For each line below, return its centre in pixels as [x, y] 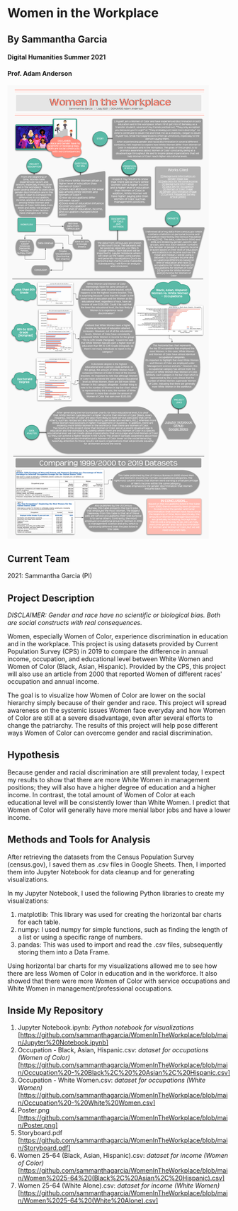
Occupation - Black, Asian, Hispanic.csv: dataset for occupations [113, 1050]
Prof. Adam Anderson [40, 73]
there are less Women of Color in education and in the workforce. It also [112, 973]
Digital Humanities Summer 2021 [57, 57]
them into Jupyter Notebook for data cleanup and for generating [101, 872]
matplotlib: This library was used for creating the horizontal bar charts [119, 914]
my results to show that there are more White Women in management [109, 779]
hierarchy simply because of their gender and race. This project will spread [117, 703]
